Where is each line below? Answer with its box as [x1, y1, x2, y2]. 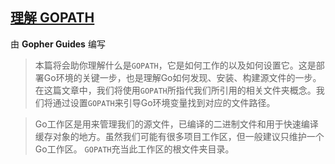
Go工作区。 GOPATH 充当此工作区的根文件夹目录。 [34, 143, 235, 155]
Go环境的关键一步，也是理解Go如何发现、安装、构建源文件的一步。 [43, 71, 322, 83]
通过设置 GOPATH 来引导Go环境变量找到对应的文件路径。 [52, 96, 276, 108]
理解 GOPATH [10, 9, 95, 27]
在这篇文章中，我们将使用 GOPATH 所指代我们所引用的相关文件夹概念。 [34, 84, 317, 96]
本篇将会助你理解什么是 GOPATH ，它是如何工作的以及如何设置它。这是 [34, 59, 317, 71]
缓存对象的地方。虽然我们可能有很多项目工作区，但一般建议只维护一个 [34, 130, 325, 142]
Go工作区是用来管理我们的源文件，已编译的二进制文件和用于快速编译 [34, 118, 319, 130]
